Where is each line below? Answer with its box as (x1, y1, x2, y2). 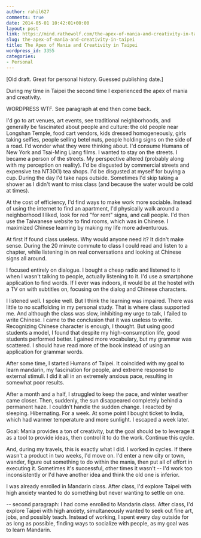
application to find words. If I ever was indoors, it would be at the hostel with (6, 279, 194, 286)
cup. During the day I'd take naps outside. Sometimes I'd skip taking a (6, 174, 178, 181)
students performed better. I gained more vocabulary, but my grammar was (6, 335, 192, 342)
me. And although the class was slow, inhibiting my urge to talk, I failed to (6, 309, 187, 317)
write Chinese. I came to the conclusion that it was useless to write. (6, 316, 172, 323)
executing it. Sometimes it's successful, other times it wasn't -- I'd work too (6, 464, 193, 471)
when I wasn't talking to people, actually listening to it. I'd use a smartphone (6, 272, 193, 279)
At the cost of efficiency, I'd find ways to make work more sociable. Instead (6, 199, 192, 206)
